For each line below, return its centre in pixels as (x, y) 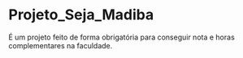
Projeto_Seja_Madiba (81, 15)
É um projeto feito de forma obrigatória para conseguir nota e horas (122, 37)
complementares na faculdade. (61, 45)
